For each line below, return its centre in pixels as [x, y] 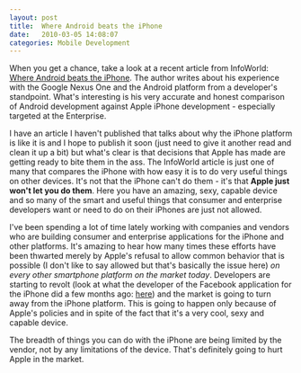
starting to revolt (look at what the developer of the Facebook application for [150, 285]
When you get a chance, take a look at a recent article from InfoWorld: [139, 68]
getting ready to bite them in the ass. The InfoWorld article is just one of [142, 162]
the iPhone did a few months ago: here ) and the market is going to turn [140, 294]
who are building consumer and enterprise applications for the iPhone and [147, 237]
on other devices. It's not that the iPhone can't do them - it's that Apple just [150, 182]
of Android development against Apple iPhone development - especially [142, 107]
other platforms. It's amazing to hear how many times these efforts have [143, 246]
